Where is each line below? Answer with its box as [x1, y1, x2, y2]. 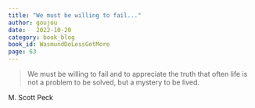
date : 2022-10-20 [8, 26, 72, 34]
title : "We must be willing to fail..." [8, 11, 142, 20]
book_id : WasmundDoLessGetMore [8, 41, 110, 49]
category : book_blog [8, 33, 76, 41]
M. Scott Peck [8, 93, 53, 102]
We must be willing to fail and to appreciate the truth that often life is [27, 70, 248, 78]
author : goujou [8, 19, 58, 27]
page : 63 [8, 48, 37, 56]
